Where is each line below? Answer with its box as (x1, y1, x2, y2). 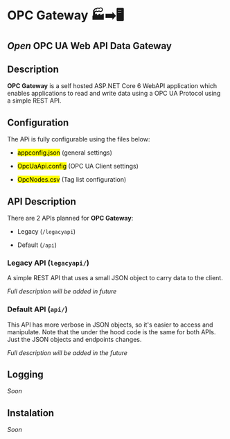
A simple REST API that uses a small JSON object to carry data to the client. (7, 274, 223, 282)
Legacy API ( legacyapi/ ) (7, 258, 90, 268)
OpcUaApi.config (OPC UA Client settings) (17, 162, 139, 171)
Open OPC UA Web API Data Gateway (7, 40, 172, 51)
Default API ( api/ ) (7, 304, 68, 314)
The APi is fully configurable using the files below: (7, 135, 150, 144)
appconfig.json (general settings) (17, 148, 113, 157)
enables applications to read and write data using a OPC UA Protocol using (7, 89, 221, 98)
